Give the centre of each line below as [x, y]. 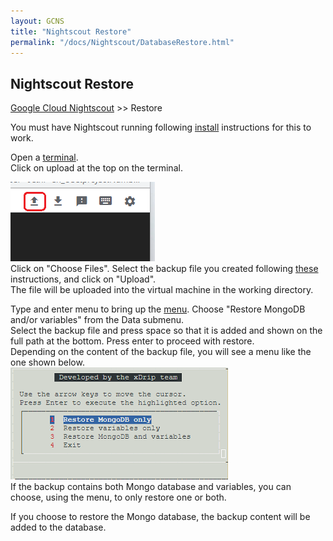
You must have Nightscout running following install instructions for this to [161, 127]
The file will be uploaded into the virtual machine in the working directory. [162, 290]
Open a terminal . [44, 157]
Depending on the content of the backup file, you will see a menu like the [161, 352]
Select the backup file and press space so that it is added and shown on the [166, 331]
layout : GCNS [37, 21]
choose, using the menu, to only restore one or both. [118, 497]
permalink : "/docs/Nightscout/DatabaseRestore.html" [122, 42]
